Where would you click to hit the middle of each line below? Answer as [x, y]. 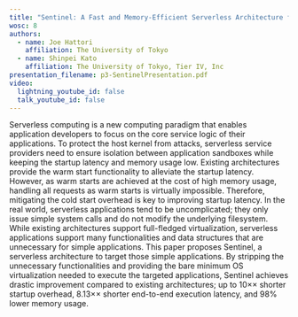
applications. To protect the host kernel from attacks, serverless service [141, 143]
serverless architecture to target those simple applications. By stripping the [147, 257]
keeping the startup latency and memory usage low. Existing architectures [145, 162]
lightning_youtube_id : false [71, 91]
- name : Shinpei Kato [57, 58]
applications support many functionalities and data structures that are [137, 238]
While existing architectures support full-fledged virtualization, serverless [144, 228]
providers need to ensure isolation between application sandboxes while [141, 153]
